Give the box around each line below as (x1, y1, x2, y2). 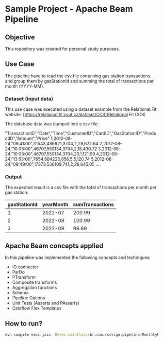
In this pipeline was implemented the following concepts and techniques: (5, 255, 151, 260)
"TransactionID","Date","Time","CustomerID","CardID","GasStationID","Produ (5, 130, 157, 137)
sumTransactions (73, 201, 114, 208)
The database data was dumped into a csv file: (5, 121, 98, 127)
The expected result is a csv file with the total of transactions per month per (5, 185, 157, 190)
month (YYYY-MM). (5, 83, 45, 89)
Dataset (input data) (5, 95, 53, 102)
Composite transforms (12, 279, 57, 285)
